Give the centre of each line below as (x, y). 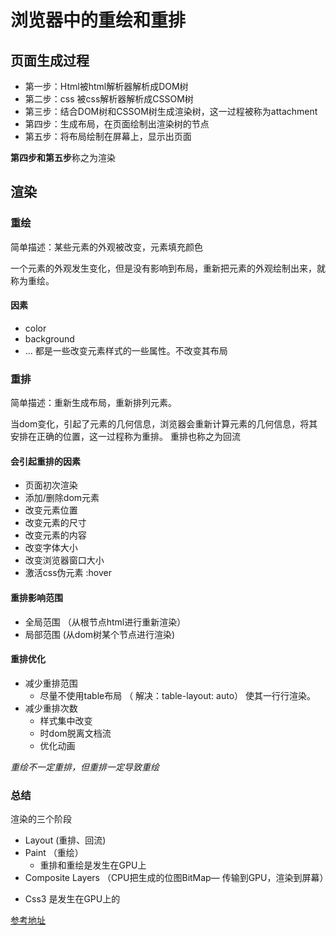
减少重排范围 (51, 683)
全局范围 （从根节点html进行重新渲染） (105, 622)
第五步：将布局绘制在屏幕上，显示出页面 (108, 136)
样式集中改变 (66, 720)
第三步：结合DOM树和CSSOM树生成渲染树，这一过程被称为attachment (171, 111)
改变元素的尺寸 (55, 523)
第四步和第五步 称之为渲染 (63, 157)
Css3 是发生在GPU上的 (72, 899)
